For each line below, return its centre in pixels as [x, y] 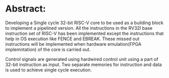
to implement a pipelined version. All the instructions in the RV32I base [79, 28]
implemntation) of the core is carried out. [48, 49]
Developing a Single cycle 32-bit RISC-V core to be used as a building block [84, 23]
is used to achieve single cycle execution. [49, 70]
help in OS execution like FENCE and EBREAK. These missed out [72, 39]
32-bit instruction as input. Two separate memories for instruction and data [83, 64]
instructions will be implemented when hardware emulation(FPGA [73, 44]
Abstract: [26, 9]
